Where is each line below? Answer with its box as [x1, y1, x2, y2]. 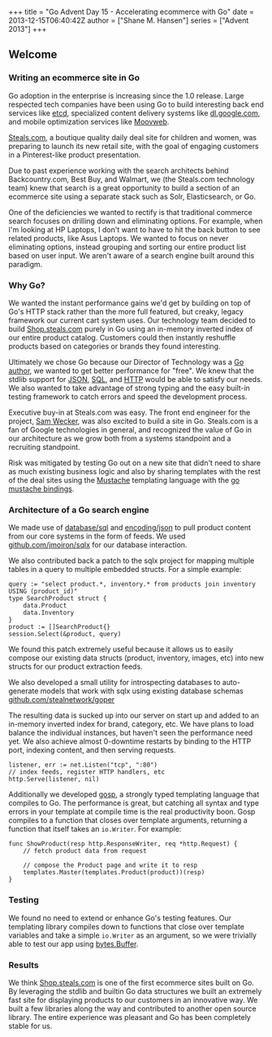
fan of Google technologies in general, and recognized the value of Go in [8, 424, 252, 434]
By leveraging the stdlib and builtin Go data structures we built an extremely [8, 986, 262, 996]
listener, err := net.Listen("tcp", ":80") [8, 761, 158, 769]
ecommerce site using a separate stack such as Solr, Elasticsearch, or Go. [8, 191, 257, 201]
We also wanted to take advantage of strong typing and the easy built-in [8, 383, 250, 393]
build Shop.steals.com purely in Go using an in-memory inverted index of [8, 323, 253, 333]
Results [8, 959, 39, 970]
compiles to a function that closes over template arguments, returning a [8, 815, 248, 825]
